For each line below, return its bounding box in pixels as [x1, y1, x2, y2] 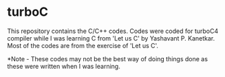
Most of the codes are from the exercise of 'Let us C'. [7, 41, 159, 49]
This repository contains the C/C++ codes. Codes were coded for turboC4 [7, 27, 219, 35]
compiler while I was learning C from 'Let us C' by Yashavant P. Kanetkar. [7, 34, 215, 42]
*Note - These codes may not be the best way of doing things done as [7, 54, 208, 63]
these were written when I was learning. [7, 62, 120, 70]
